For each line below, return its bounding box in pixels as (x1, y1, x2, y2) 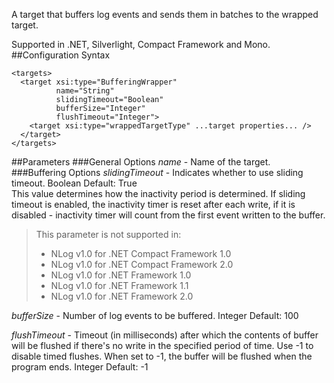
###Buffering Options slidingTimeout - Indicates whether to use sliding (11, 167, 304, 178)
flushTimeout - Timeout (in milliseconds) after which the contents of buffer (11, 329, 319, 341)
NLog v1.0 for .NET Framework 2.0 (50, 290, 194, 302)
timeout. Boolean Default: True (11, 177, 138, 189)
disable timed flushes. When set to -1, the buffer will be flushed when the (11, 350, 313, 362)
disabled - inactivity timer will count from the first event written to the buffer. (11, 209, 326, 221)
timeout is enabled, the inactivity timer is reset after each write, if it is (11, 199, 296, 210)
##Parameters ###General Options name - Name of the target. (11, 156, 271, 168)
